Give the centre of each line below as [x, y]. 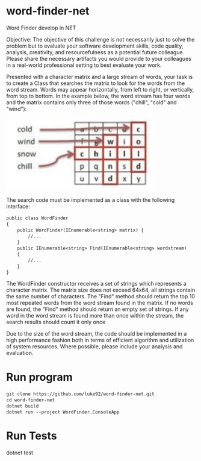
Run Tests [32, 436]
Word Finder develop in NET [41, 28]
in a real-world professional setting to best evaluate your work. [84, 65]
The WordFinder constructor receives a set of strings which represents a [96, 283]
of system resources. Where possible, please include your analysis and [94, 346]
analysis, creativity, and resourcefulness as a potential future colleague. [95, 52]
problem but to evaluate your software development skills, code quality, [95, 46]
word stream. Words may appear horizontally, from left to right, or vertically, [100, 89]
